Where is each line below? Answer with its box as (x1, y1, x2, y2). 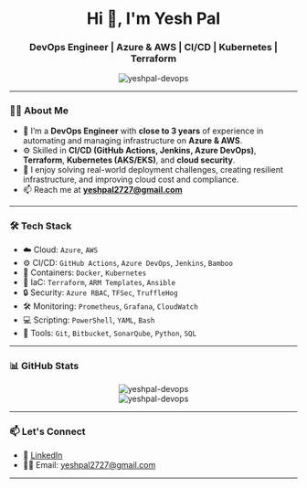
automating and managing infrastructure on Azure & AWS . (22, 134, 243, 145)
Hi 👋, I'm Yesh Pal (86, 8, 221, 29)
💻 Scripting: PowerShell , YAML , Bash (22, 314, 155, 325)
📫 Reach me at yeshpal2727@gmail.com (22, 184, 183, 195)
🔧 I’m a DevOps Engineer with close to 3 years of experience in (22, 125, 264, 136)
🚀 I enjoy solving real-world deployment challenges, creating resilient (22, 164, 283, 175)
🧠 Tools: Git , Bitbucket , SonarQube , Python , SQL (22, 328, 197, 339)
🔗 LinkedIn (22, 450, 63, 461)
